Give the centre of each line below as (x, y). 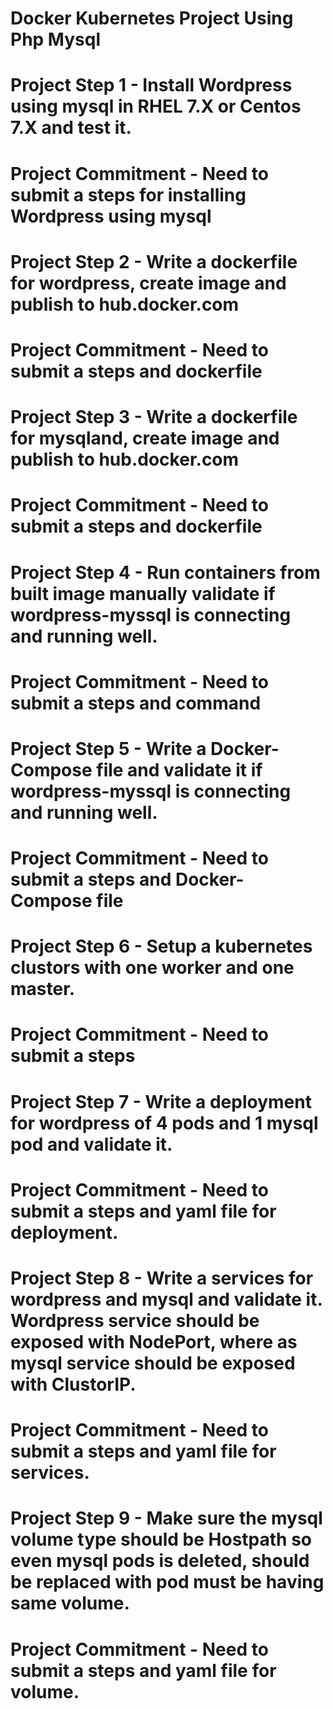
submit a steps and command (136, 703)
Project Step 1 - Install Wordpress (151, 85)
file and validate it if (179, 769)
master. (43, 989)
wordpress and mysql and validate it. (166, 1299)
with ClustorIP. (73, 1384)
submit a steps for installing (128, 194)
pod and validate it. (91, 1144)
